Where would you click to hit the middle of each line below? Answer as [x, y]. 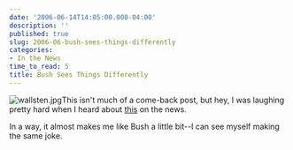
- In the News [35, 58]
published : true [39, 34]
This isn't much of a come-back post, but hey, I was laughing [173, 100]
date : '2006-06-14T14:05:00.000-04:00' [83, 17]
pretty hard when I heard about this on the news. [98, 109]
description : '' [39, 26]
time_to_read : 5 [39, 67]
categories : [31, 50]
